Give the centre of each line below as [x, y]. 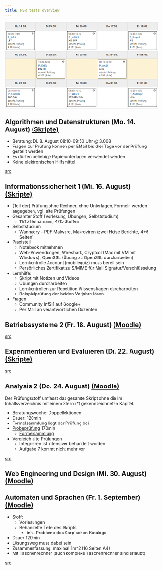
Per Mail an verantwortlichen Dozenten [58, 310]
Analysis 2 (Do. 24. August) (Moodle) [62, 386]
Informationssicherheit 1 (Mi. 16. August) [68, 187]
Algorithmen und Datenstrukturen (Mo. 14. [70, 122]
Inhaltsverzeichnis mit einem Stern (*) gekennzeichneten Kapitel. [70, 403]
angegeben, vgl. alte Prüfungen [44, 211]
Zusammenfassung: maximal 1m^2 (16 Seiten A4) [61, 548]
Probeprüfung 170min [34, 428]
